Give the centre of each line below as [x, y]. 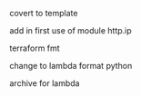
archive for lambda [45, 83]
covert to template [44, 13]
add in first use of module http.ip [70, 30]
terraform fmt [35, 48]
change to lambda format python [71, 66]
